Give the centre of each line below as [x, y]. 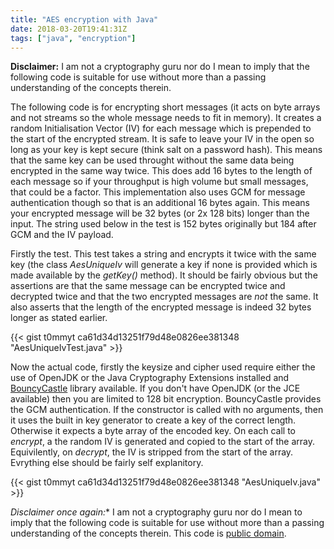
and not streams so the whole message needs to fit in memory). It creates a [166, 118]
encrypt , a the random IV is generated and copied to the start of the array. [163, 442]
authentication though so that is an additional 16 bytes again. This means [160, 203]
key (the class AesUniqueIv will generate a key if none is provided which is [164, 265]
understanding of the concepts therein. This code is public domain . [148, 533]
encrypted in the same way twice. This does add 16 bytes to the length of [161, 171]
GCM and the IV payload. [62, 235]
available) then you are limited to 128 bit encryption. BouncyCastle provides [166, 399]
